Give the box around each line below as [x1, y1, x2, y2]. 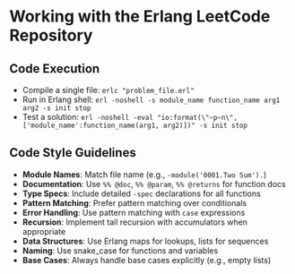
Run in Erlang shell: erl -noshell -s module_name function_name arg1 [22, 94, 281, 105]
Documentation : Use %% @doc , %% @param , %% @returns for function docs [22, 178, 286, 189]
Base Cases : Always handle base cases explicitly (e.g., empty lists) [22, 254, 272, 265]
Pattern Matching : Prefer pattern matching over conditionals [22, 197, 247, 208]
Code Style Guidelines [9, 145, 136, 160]
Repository [9, 25, 93, 46]
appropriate [22, 226, 66, 236]
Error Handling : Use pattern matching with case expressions [22, 207, 246, 218]
